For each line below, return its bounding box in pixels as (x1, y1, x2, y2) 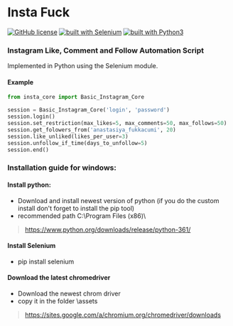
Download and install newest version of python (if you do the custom (17, 196, 220, 205)
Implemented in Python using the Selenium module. (7, 62, 158, 70)
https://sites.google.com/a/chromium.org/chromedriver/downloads (24, 310, 222, 319)
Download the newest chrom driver (17, 289, 121, 298)
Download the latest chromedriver (7, 273, 111, 282)
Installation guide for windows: (7, 163, 117, 173)
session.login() (7, 113, 55, 121)
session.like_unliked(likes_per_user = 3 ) (7, 133, 129, 140)
